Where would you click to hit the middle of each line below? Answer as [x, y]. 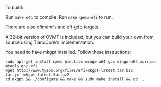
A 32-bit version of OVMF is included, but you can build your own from [79, 37]
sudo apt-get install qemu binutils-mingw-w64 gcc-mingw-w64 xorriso [81, 62]
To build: [15, 7]
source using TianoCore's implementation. [50, 42]
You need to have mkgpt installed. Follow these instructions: [68, 52]
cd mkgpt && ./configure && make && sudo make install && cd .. [75, 79]
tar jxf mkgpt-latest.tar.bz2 [37, 75]
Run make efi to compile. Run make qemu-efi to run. [59, 17]
